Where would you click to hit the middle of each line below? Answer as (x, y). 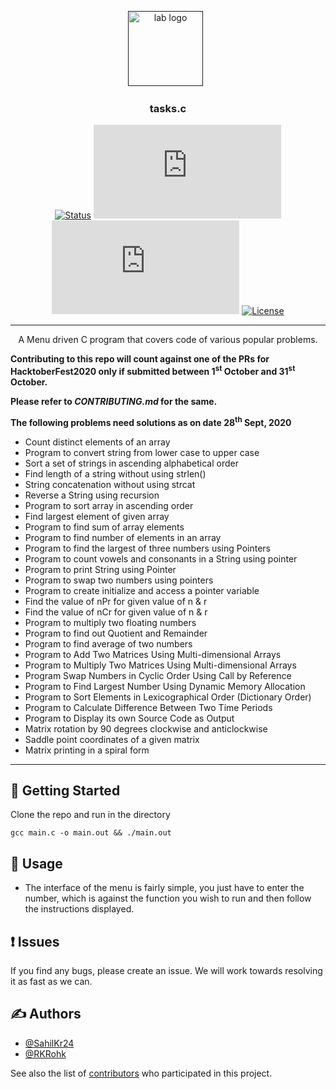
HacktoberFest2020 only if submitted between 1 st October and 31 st (153, 370)
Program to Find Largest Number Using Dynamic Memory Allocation (165, 686)
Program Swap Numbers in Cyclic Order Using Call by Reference (158, 675)
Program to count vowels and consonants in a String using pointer (161, 558)
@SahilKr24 (49, 1043)
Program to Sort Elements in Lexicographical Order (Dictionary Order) (168, 697)
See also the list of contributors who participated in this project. (141, 1073)
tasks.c (168, 108)
